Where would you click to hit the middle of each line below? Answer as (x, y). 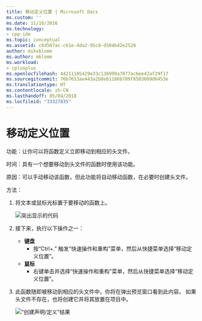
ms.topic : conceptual (33, 40)
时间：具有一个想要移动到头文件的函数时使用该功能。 (72, 164)
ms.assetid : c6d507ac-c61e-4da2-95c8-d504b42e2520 (71, 46)
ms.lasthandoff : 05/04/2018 (42, 96)
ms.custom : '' (24, 17)
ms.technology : (25, 29)
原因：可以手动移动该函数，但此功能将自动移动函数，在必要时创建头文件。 (99, 177)
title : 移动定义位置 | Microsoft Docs (52, 12)
